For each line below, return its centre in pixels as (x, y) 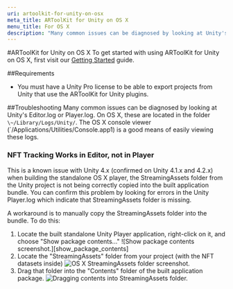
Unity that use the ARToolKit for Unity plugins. (83, 94)
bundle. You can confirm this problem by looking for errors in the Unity (108, 192)
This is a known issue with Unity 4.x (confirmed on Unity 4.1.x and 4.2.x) (110, 170)
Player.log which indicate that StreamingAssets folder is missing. (100, 200)
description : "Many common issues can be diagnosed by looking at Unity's (118, 33)
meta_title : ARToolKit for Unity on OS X (68, 20)
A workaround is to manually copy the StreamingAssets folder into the (107, 213)
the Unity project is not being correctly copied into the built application (108, 185)
